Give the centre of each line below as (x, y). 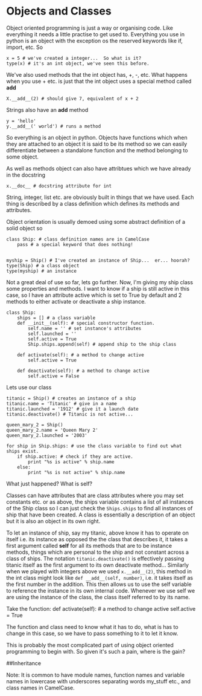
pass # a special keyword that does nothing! (75, 244)
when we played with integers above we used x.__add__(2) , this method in (99, 571)
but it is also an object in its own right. (53, 521)
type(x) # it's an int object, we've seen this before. (78, 63)
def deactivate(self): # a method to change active (83, 371)
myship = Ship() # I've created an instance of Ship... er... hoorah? (98, 260)
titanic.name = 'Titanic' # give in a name (62, 403)
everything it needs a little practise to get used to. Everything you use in (96, 34)
